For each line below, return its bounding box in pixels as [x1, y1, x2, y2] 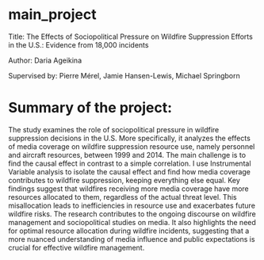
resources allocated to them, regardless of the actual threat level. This [8, 192, 237, 201]
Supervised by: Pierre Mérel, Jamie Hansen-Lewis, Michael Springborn [8, 71, 240, 80]
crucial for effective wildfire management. [8, 243, 145, 252]
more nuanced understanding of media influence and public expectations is [8, 234, 255, 243]
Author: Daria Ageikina [8, 55, 82, 65]
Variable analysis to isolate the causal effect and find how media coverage [8, 166, 251, 176]
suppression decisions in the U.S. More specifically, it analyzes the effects [8, 133, 251, 143]
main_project [8, 6, 97, 24]
